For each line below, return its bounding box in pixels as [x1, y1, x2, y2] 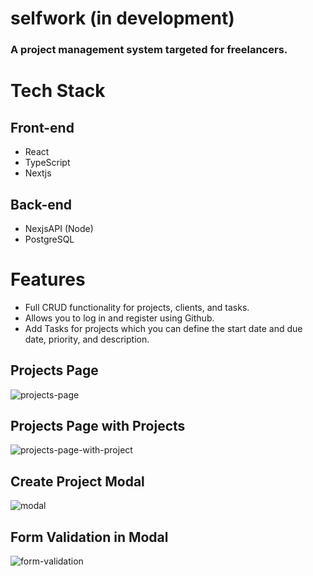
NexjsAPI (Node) [24, 222, 94, 234]
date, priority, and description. [24, 333, 150, 345]
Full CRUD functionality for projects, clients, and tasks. [24, 301, 250, 313]
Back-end [10, 196, 73, 213]
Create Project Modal [10, 473, 145, 490]
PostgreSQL [24, 233, 75, 245]
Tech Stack [10, 80, 106, 102]
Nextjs [24, 167, 52, 179]
